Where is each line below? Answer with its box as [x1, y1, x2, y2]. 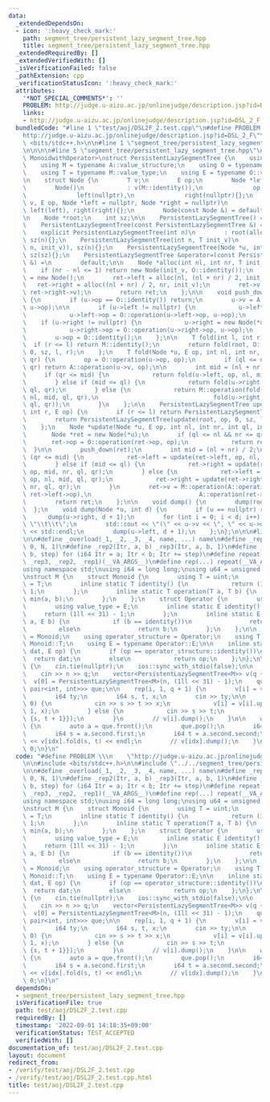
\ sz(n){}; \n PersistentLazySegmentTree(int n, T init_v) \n [22, 236, 239, 245]
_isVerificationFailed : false [15, 64, 117, 72]
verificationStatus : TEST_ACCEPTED [15, 1029, 135, 1037]
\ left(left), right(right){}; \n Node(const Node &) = [22, 206, 235, 214]
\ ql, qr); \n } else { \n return [22, 385, 196, 394]
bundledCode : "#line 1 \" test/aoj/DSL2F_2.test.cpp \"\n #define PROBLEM [15, 124, 261, 132]
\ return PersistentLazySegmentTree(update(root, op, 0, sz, [22, 416, 257, 424]
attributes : [15, 86, 56, 95]
